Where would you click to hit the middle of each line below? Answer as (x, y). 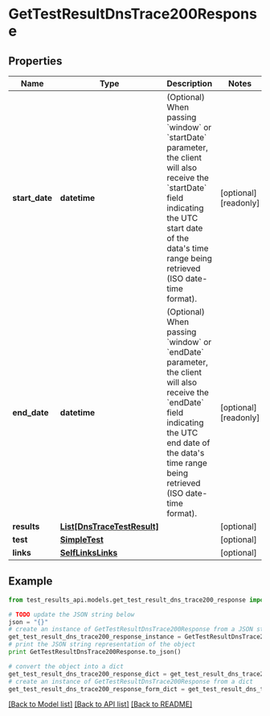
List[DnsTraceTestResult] (109, 527)
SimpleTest (82, 539)
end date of (188, 443)
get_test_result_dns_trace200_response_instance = (95, 637)
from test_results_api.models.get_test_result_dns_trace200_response (127, 600)
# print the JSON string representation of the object (102, 645)
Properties (35, 61)
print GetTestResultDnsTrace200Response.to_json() (95, 652)
